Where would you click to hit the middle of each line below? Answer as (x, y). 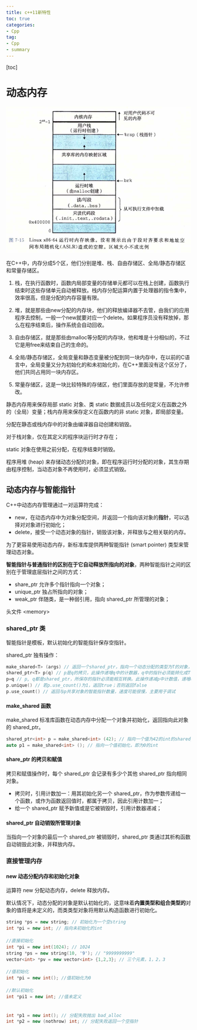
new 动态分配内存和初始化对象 (43, 876)
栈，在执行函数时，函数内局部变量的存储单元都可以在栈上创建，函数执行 (102, 283)
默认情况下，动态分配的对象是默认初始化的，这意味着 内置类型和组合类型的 (96, 903)
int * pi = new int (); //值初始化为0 (49, 978)
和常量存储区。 (24, 270)
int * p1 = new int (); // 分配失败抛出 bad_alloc (64, 1015)
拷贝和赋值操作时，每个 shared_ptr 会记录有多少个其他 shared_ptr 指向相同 (96, 774)
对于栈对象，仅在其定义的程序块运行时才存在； (62, 437)
